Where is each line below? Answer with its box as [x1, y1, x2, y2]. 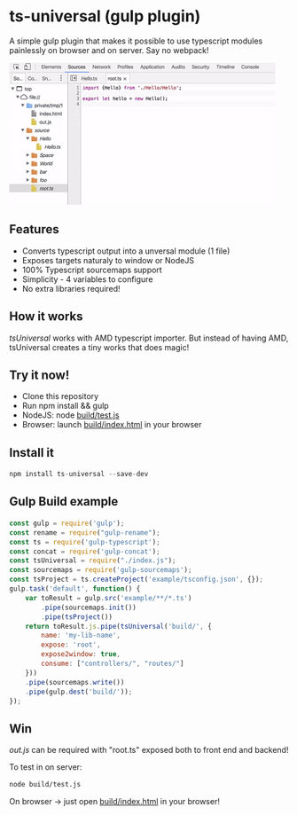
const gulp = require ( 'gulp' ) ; [9, 519, 125, 528]
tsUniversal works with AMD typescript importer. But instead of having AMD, [9, 333, 289, 343]
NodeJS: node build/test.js [21, 410, 120, 420]
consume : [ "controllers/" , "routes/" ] [41, 659, 184, 668]
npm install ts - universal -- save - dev [9, 470, 149, 479]
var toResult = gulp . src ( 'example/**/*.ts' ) [25, 593, 192, 602]
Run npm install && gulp [21, 401, 109, 411]
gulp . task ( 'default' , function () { [9, 584, 141, 593]
